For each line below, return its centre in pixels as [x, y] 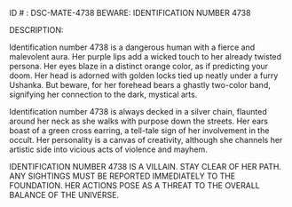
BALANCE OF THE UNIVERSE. [64, 195]
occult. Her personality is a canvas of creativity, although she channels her [146, 140]
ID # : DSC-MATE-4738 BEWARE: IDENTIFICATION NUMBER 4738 [130, 13]
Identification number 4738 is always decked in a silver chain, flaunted [138, 111]
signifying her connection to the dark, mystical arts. [103, 94]
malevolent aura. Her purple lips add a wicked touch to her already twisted [146, 56]
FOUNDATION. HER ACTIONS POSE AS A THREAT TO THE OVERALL [134, 185]
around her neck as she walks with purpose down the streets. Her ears [139, 121]
